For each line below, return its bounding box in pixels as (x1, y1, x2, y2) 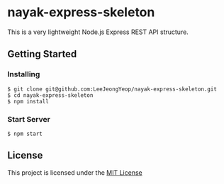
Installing (7, 69, 40, 79)
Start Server (7, 114, 51, 124)
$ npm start (7, 130, 43, 137)
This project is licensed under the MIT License (7, 168, 143, 177)
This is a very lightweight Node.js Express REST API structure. (7, 28, 189, 36)
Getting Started (7, 48, 77, 60)
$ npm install (7, 98, 50, 105)
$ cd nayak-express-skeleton (7, 91, 94, 99)
